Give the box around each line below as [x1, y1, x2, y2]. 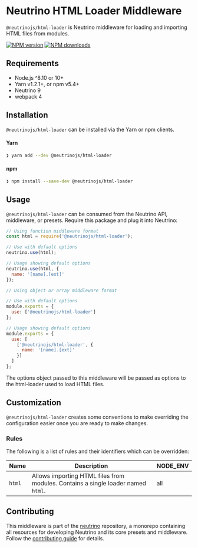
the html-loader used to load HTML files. [6, 380, 105, 387]
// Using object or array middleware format [6, 288, 117, 293]
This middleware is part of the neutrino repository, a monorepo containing [6, 522, 186, 529]
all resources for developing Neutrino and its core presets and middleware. [6, 529, 188, 536]
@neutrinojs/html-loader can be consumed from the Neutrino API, [6, 210, 168, 217]
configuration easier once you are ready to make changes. [6, 419, 148, 426]
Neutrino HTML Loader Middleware [6, 4, 182, 18]
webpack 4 [14, 93, 42, 100]
